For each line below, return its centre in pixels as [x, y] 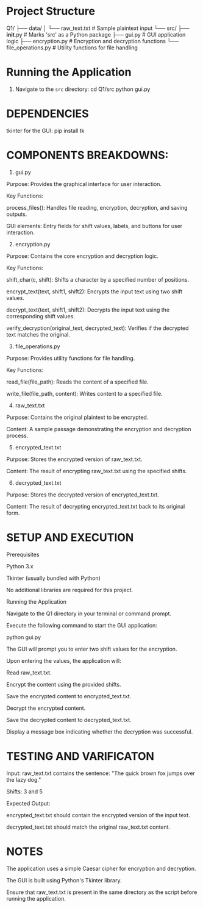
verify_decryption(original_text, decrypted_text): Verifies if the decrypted [98, 328]
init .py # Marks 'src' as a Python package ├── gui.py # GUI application [96, 34]
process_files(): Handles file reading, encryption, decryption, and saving [97, 207]
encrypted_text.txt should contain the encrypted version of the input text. [98, 815]
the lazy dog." [24, 779]
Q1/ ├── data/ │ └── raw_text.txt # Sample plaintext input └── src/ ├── [98, 28]
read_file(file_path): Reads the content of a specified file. [77, 382]
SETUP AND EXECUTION [70, 537]
